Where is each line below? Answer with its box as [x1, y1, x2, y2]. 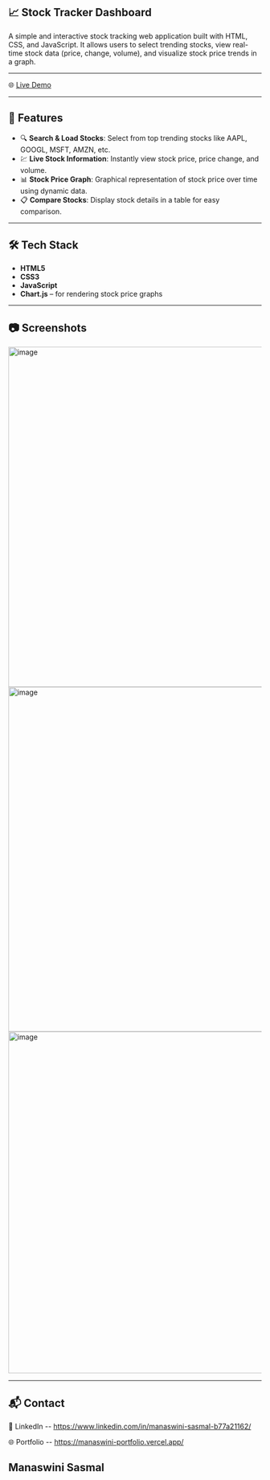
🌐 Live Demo [8, 80, 52, 89]
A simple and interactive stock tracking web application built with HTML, [8, 31, 248, 41]
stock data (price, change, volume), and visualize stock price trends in [24, 48, 257, 58]
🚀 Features [8, 111, 63, 125]
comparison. [19, 207, 62, 216]
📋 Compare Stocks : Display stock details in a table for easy [19, 195, 220, 204]
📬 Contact [8, 1396, 65, 1410]
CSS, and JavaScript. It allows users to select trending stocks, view [8, 39, 231, 49]
